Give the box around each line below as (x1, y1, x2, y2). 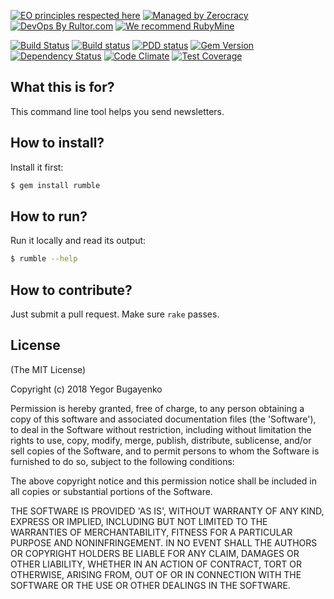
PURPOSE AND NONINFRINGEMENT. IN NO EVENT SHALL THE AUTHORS (10, 536, 318, 549)
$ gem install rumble (10, 180, 101, 190)
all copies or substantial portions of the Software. (10, 485, 213, 497)
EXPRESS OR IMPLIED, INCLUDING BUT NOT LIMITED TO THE (10, 515, 268, 527)
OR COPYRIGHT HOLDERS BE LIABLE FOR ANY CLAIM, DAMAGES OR (10, 547, 300, 559)
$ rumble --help (10, 254, 78, 264)
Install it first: (10, 161, 64, 173)
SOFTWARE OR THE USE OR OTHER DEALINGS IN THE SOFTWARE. (10, 579, 291, 591)
